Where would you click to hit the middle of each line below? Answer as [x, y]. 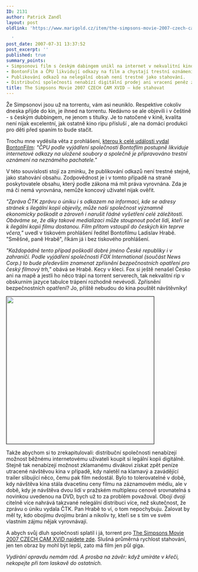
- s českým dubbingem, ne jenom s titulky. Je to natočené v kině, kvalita [94, 117]
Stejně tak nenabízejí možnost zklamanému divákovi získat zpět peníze [92, 465]
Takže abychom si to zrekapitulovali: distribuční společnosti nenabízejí [91, 452]
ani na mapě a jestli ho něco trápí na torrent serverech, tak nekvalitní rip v [95, 275]
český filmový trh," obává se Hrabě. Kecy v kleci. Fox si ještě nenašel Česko [98, 269]
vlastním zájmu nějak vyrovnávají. [47, 521]
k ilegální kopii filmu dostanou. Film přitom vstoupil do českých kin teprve [95, 227]
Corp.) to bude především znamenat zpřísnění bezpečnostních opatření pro [98, 263]
